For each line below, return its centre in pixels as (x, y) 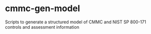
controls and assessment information (42, 27)
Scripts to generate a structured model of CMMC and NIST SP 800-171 (76, 22)
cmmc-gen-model (42, 8)
